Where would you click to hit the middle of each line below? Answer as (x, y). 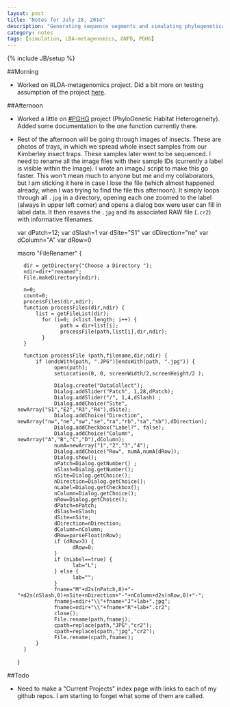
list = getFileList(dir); (72, 314)
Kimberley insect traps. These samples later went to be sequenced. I (114, 154)
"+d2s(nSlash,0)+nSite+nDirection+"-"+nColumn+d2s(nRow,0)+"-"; (111, 596)
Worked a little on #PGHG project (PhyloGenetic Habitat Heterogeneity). (118, 119)
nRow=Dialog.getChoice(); (91, 500)
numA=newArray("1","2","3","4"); (101, 446)
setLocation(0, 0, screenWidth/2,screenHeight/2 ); (129, 374)
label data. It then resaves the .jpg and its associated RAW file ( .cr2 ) (114, 212)
